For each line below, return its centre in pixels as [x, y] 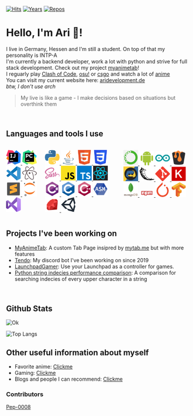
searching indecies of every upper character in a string [81, 279]
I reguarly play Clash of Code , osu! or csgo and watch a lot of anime [88, 74]
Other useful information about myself [77, 352]
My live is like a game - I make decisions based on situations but [98, 97]
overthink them [39, 104]
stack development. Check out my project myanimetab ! [73, 67]
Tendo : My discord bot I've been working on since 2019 [82, 260]
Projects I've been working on [61, 234]
